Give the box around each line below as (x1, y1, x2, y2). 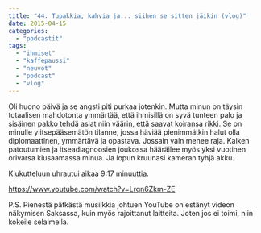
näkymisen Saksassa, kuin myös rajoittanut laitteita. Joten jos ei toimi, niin (8, 208, 254, 218)
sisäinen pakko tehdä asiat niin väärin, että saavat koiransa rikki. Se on (8, 119, 242, 128)
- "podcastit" (15, 34, 63, 43)
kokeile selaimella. (8, 217, 69, 227)
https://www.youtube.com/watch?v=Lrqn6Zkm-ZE (8, 184, 176, 193)
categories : (8, 27, 48, 35)
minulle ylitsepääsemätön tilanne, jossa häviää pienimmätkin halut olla (8, 127, 240, 137)
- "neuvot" (15, 64, 52, 73)
